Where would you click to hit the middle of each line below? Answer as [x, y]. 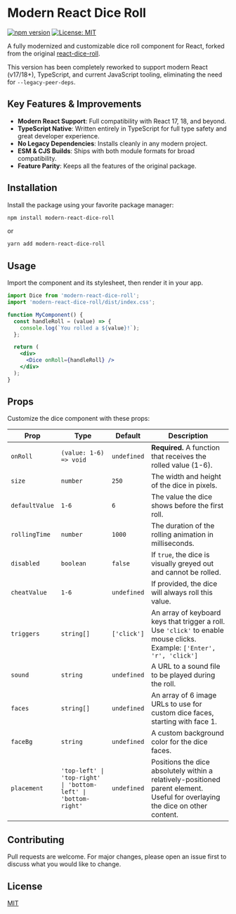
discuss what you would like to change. [64, 864]
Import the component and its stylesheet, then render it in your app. [105, 283]
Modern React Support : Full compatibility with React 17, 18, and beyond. [122, 121]
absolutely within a [182, 771]
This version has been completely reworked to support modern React [108, 67]
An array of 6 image [184, 696]
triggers [25, 634]
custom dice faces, [182, 713]
